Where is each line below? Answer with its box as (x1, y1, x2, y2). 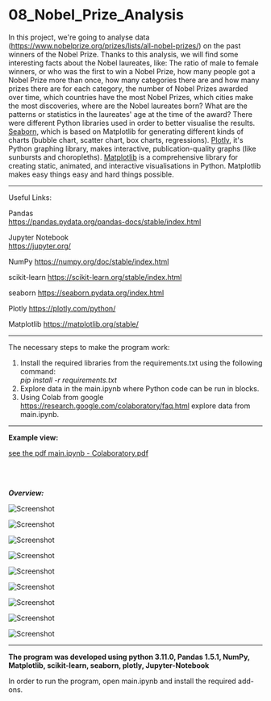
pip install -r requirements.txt (19, 375, 117, 385)
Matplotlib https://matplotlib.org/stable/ (8, 319, 140, 328)
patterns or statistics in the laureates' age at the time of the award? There (8, 109, 252, 119)
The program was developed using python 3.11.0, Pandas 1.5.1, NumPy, (8, 652, 250, 661)
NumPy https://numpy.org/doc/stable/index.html (8, 257, 169, 266)
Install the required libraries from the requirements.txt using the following (19, 357, 263, 368)
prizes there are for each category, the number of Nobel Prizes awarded (8, 83, 248, 94)
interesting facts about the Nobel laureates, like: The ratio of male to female (8, 58, 260, 68)
